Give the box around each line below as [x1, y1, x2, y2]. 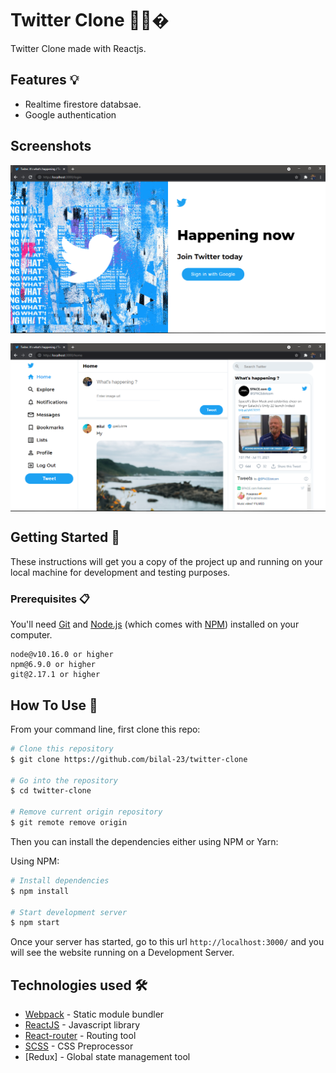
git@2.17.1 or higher [10, 670, 101, 680]
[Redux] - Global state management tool [24, 1051, 191, 1063]
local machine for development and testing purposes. [10, 566, 231, 578]
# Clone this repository [10, 743, 114, 754]
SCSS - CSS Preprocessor [24, 1040, 134, 1052]
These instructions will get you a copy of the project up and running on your [10, 555, 323, 567]
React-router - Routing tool [24, 1030, 137, 1042]
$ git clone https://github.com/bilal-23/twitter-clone [10, 754, 248, 764]
